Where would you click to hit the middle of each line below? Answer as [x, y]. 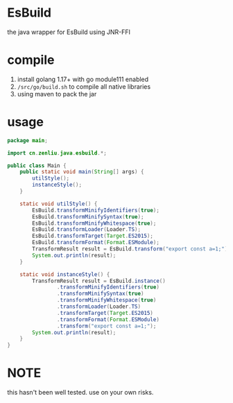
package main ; [28, 140]
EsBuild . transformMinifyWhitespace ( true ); [94, 223]
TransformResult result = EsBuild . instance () [99, 281]
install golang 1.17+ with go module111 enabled [83, 79]
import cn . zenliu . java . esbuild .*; [57, 153]
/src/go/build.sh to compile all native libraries [84, 86]
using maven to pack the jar [57, 94]
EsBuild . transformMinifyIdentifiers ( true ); [96, 210]
